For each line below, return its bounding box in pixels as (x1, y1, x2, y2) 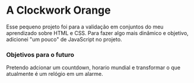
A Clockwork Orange (6, 4, 111, 17)
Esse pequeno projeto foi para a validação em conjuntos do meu (6, 23, 164, 30)
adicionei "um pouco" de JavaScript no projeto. (6, 36, 123, 43)
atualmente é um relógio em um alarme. (6, 71, 103, 78)
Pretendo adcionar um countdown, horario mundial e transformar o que (6, 64, 181, 71)
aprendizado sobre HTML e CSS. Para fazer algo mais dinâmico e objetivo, (6, 29, 189, 36)
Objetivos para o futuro (6, 50, 74, 59)
